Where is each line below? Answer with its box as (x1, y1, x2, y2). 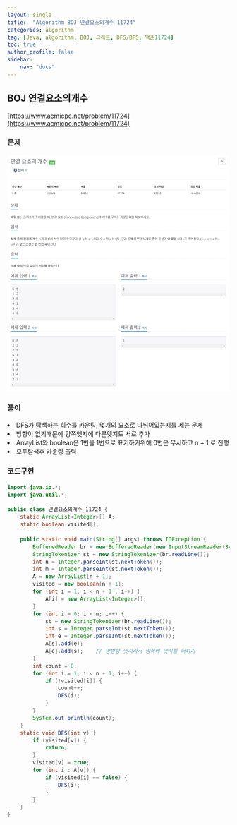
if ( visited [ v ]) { (32, 737, 87, 744)
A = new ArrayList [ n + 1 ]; (32, 573, 112, 580)
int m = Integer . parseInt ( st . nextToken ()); (32, 565, 162, 573)
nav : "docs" (20, 64, 55, 71)
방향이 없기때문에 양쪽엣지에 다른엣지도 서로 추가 (16, 429, 150, 438)
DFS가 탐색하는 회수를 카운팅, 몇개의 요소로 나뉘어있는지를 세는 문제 (16, 421, 203, 429)
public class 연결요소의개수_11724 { (7, 506, 108, 513)
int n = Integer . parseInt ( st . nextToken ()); (32, 558, 162, 565)
